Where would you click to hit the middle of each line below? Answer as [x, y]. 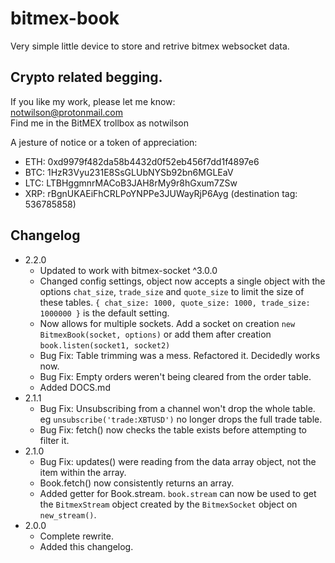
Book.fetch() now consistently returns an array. [137, 483]
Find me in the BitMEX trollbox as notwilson [99, 123]
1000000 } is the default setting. [104, 313]
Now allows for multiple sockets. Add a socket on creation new [167, 323]
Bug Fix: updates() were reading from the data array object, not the [178, 461]
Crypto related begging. [86, 77]
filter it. [54, 440]
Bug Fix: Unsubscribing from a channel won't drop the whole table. [177, 408]
